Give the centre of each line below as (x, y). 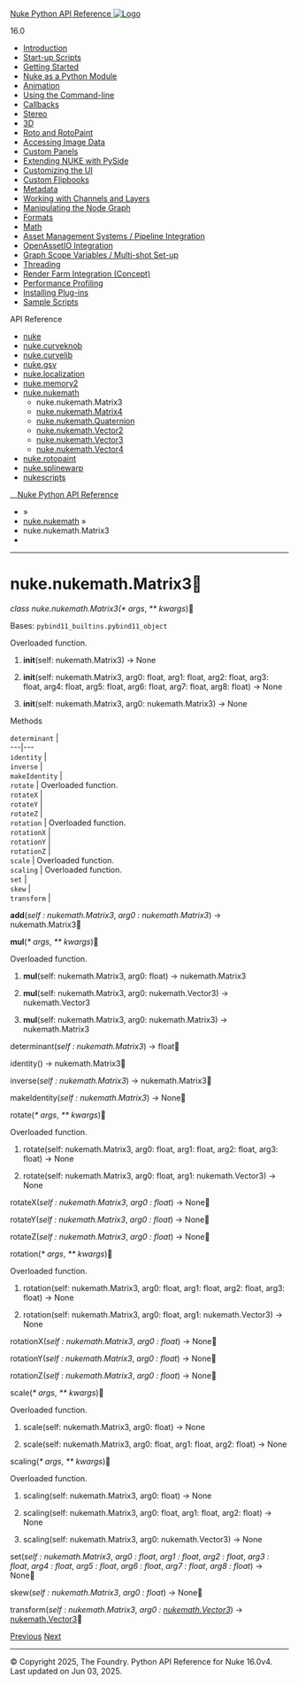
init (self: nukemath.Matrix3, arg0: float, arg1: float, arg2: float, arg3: (145, 676)
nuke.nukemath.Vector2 (80, 430)
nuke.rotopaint (49, 459)
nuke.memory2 (50, 383)
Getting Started (50, 67)
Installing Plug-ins (56, 293)
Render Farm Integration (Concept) (87, 274)
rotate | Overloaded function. (64, 785)
